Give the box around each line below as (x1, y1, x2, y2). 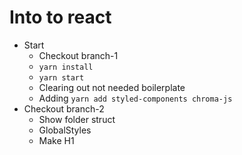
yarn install (38, 62, 94, 72)
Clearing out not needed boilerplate (38, 81, 186, 93)
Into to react (9, 6, 112, 29)
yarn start (38, 72, 85, 83)
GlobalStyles (38, 124, 92, 136)
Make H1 (38, 134, 75, 146)
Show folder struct (38, 113, 116, 125)
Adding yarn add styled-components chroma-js (38, 92, 233, 104)
